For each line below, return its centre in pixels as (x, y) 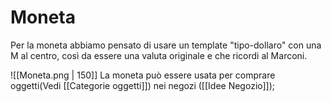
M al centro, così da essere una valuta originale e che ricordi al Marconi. (159, 55)
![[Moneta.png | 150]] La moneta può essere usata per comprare (143, 75)
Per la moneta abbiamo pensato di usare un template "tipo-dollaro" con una (166, 45)
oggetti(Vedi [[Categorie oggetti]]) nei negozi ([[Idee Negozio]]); (143, 85)
